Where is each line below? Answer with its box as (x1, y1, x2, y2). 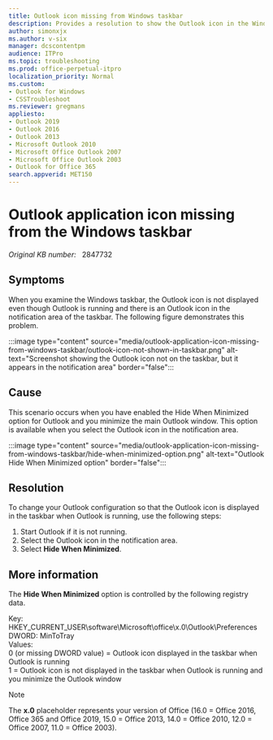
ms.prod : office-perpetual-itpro (8, 65, 122, 73)
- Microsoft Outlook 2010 (8, 140, 96, 149)
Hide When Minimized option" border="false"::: (8, 457, 167, 467)
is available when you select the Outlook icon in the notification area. (8, 424, 239, 435)
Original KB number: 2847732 (8, 249, 113, 259)
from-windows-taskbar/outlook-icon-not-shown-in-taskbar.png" (8, 344, 225, 354)
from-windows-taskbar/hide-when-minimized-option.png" (8, 448, 205, 459)
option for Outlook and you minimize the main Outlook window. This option (8, 416, 258, 426)
